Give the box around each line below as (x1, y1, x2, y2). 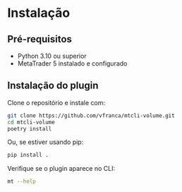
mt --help (7, 178, 37, 185)
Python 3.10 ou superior (17, 52, 87, 60)
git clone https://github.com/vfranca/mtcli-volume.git (7, 112, 175, 119)
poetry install (7, 125, 52, 132)
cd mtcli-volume (7, 119, 55, 126)
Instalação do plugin (7, 80, 99, 92)
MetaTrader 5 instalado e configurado (17, 59, 128, 68)
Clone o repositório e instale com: (7, 98, 106, 107)
